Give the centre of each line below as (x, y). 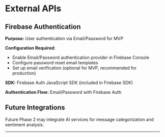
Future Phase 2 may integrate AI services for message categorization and (79, 119)
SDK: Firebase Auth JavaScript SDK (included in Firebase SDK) (69, 82)
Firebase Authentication (43, 27)
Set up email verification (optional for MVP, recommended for (74, 68)
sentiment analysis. (25, 124)
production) (24, 73)
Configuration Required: (30, 48)
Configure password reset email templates (55, 63)
